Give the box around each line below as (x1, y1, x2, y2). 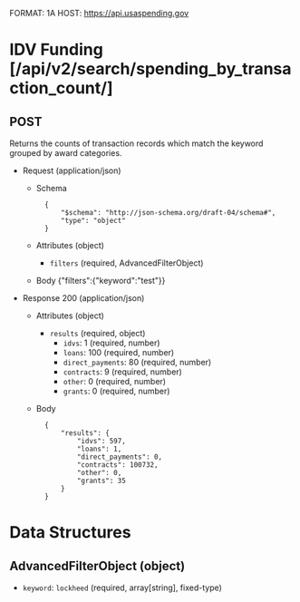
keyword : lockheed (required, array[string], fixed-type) (22, 582, 222, 593)
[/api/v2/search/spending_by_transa (9, 59, 292, 80)
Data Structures (9, 522, 131, 543)
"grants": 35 (76, 476, 127, 485)
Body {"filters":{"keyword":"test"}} (35, 276, 166, 286)
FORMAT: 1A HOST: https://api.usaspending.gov (9, 8, 189, 18)
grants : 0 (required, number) (63, 385, 170, 396)
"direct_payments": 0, (76, 452, 163, 461)
